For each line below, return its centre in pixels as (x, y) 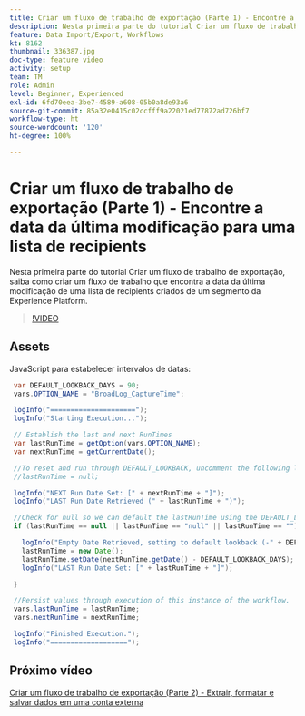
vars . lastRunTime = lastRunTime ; (77, 609)
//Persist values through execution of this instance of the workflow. (152, 601)
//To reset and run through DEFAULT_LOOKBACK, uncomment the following (152, 468)
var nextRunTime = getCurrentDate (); (84, 451)
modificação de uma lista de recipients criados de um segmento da (135, 290)
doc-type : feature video (56, 60)
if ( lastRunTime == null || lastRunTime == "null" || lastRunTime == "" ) (156, 526)
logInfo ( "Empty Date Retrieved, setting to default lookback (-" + (152, 543)
